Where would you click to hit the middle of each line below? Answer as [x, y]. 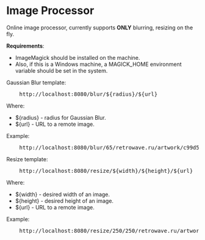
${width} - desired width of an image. [63, 194]
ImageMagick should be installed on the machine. [77, 57]
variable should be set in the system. [61, 70]
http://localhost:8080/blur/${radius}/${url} [88, 94]
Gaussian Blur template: [36, 82]
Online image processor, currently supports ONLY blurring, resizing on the [100, 27]
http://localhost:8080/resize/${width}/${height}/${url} [106, 171]
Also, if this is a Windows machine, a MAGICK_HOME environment [98, 64]
